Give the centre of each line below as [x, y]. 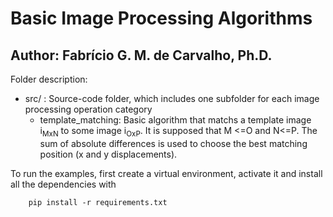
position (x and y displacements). [108, 154]
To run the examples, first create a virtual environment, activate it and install [166, 173]
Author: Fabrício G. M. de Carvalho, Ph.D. [141, 55]
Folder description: [49, 79]
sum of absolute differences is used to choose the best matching [173, 143]
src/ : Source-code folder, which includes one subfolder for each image [172, 98]
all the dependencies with [63, 184]
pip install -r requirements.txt [98, 202]
